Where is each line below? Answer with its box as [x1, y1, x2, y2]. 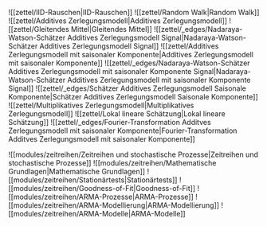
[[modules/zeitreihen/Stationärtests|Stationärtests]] [8, 175, 178, 185]
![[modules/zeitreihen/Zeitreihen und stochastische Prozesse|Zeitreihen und [8, 150, 259, 159]
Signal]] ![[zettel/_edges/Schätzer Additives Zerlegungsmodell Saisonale [8, 84, 247, 93]
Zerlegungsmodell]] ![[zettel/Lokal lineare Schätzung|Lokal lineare [8, 109, 226, 119]
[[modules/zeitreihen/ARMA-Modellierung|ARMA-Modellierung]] [8, 201, 220, 210]
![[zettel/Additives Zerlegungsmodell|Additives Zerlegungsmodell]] [8, 16, 228, 25]
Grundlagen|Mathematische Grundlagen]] [8, 167, 146, 176]
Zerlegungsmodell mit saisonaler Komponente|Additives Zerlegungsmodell [8, 50, 253, 59]
